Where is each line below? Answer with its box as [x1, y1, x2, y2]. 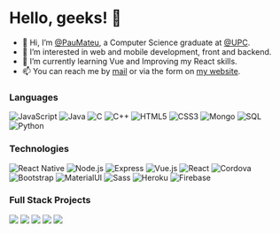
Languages [9, 91, 59, 103]
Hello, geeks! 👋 [9, 8, 122, 28]
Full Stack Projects [9, 194, 91, 207]
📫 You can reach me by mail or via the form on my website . [21, 65, 241, 76]
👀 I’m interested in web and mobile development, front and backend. [21, 46, 272, 56]
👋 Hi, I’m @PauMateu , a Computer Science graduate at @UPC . [21, 37, 251, 48]
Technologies [9, 143, 69, 155]
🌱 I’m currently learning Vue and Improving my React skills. [21, 56, 237, 66]
